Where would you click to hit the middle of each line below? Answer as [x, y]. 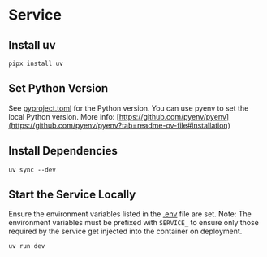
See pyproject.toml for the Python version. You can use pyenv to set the [129, 108]
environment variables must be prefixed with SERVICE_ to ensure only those [134, 223]
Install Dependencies [63, 151]
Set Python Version [58, 88]
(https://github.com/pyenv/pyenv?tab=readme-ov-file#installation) [120, 125]
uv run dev [27, 246]
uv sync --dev [32, 170]
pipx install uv [36, 63]
